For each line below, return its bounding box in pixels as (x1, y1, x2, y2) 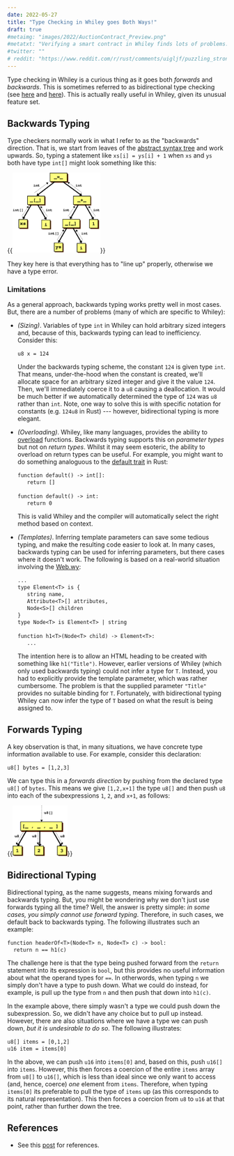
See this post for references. (17, 1141, 100, 1149)
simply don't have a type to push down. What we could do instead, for (7, 980, 209, 989)
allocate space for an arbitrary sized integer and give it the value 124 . (17, 377, 216, 386)
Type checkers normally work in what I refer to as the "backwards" (7, 136, 200, 144)
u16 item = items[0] (7, 1045, 68, 1052)
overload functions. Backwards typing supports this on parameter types (17, 435, 224, 443)
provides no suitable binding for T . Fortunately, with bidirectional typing (17, 689, 221, 697)
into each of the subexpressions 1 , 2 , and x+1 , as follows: (7, 791, 171, 800)
